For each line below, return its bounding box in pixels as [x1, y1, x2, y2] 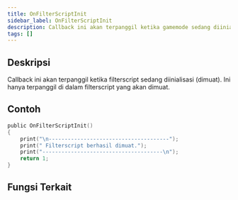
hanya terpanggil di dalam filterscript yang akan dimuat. [7, 83, 170, 91]
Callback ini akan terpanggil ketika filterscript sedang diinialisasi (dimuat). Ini [7, 75, 231, 84]
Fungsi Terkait [7, 182, 72, 194]
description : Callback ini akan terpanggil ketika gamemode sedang [7, 23, 211, 30]
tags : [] [7, 30, 33, 38]
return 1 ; [20, 155, 50, 162]
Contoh [7, 104, 41, 116]
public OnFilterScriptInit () [7, 122, 93, 129]
